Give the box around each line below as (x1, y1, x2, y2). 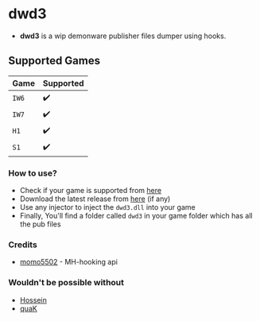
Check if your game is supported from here (19, 186, 161, 195)
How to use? (8, 168, 57, 179)
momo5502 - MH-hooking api (19, 257, 118, 267)
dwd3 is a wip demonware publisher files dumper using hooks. (19, 31, 227, 41)
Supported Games (8, 54, 101, 68)
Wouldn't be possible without (8, 277, 125, 288)
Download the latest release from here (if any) (19, 194, 171, 203)
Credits (8, 239, 37, 250)
